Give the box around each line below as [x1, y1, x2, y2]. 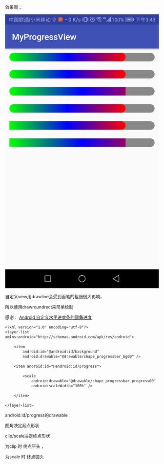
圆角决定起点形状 [5, 422, 40, 428]
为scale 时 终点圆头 [5, 454, 44, 460]
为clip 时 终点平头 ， [5, 443, 46, 449]
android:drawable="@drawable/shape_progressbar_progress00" [31, 378, 156, 383]
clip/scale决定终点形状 [5, 433, 50, 439]
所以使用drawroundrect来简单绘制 [5, 304, 74, 309]
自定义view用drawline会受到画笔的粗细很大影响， [5, 294, 104, 299]
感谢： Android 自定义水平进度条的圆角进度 [5, 314, 92, 320]
